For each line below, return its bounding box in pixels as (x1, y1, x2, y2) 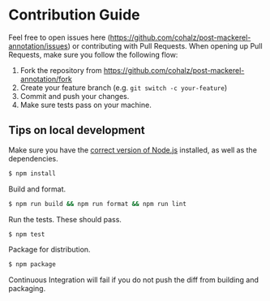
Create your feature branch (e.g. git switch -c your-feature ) (19, 83, 228, 92)
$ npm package (8, 260, 57, 269)
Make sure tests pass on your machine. (19, 100, 152, 110)
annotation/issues (8, 41, 68, 50)
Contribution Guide (8, 6, 140, 24)
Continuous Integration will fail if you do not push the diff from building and (8, 275, 259, 285)
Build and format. (8, 184, 66, 194)
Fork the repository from (19, 65, 102, 75)
